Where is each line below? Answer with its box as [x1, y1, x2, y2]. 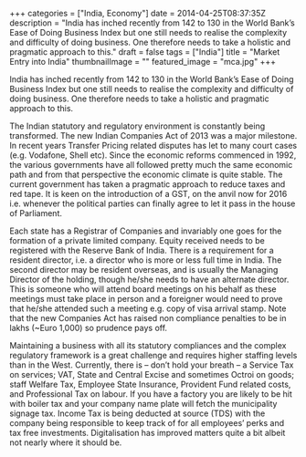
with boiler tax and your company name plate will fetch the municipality [9, 399, 278, 409]
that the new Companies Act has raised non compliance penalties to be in [9, 313, 287, 323]
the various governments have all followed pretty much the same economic [9, 160, 293, 170]
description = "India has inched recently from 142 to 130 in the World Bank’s [9, 17, 295, 28]
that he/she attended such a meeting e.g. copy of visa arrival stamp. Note [9, 303, 287, 314]
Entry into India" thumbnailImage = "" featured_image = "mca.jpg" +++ [9, 57, 277, 67]
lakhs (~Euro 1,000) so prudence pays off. [9, 323, 167, 333]
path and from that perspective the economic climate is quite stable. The [9, 169, 283, 180]
